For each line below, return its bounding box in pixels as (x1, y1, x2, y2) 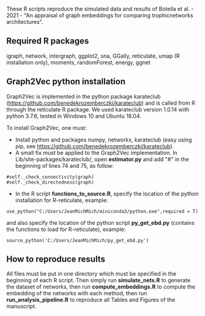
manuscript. (6, 303, 37, 310)
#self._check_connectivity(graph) (6, 174, 95, 180)
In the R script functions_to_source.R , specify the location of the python (15, 190, 199, 197)
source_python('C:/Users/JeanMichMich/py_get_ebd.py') (6, 237, 149, 244)
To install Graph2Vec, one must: (6, 124, 87, 131)
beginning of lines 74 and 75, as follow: (15, 162, 114, 169)
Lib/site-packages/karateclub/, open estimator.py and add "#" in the (15, 156, 190, 163)
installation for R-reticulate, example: (15, 196, 108, 204)
